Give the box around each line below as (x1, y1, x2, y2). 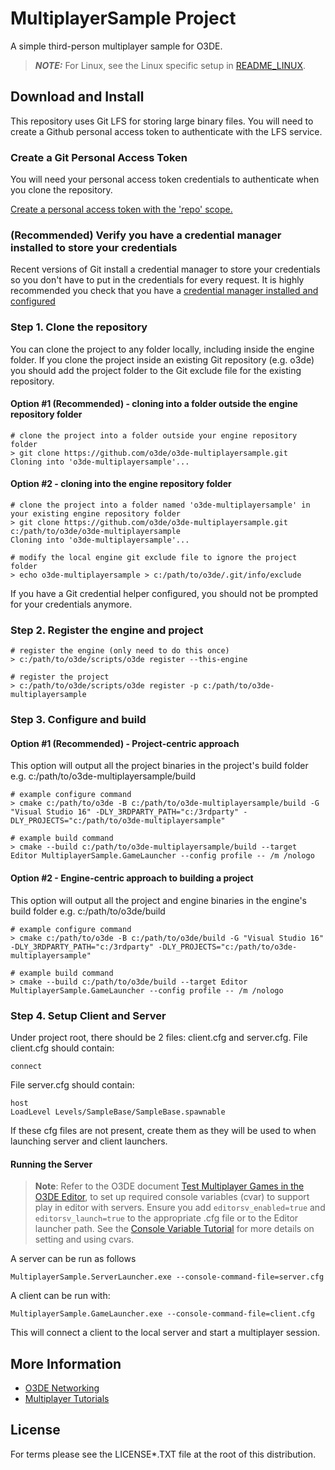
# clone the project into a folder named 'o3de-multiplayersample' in (10, 500, 311, 511)
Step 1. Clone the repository (10, 320, 148, 334)
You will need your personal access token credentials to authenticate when (10, 173, 320, 186)
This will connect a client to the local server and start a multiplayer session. (10, 1327, 321, 1339)
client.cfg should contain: (10, 1042, 115, 1054)
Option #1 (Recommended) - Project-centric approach (10, 737, 240, 749)
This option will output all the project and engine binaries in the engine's (10, 894, 307, 906)
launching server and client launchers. (10, 1135, 168, 1147)
